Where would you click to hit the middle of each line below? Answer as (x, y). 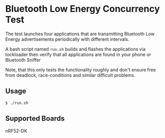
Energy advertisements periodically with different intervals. (67, 39)
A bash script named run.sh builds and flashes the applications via (75, 49)
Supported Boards (35, 118)
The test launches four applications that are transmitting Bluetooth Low (80, 34)
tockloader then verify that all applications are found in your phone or (78, 54)
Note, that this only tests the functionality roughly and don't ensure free (80, 70)
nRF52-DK (16, 131)
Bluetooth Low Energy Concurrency (82, 9)
